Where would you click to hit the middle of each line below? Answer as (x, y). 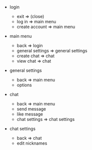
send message (31, 109)
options (24, 85)
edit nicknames (32, 143)
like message (30, 114)
